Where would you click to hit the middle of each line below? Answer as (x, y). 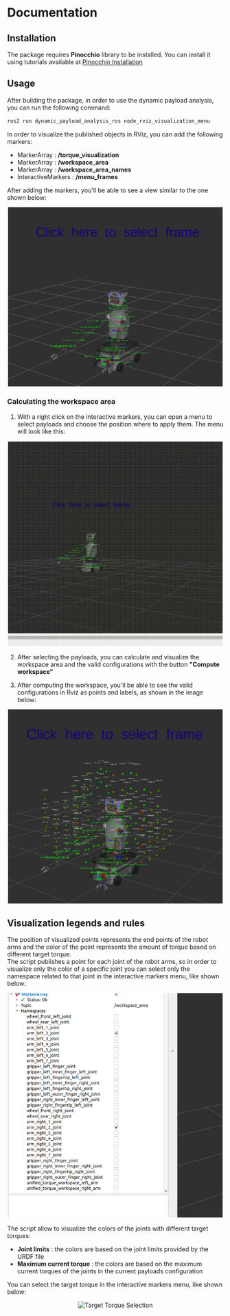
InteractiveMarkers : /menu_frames (67, 176)
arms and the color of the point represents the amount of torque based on (112, 947)
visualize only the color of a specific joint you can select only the (99, 969)
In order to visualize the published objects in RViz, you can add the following (115, 134)
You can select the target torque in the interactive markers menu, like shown (115, 1284)
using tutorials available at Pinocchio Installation (75, 62)
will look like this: (41, 431)
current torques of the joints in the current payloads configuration (110, 1271)
